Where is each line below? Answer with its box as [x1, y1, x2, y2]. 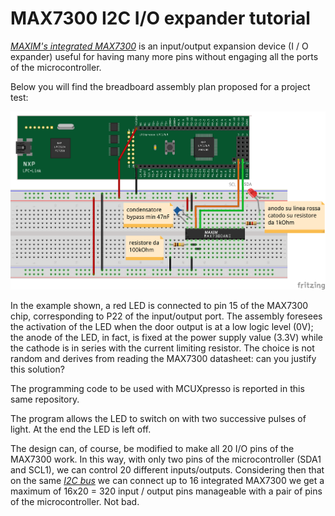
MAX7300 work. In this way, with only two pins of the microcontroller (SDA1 [10, 453, 322, 466]
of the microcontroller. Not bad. [10, 496, 140, 508]
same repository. [10, 393, 80, 406]
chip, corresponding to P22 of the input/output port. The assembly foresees [10, 310, 323, 322]
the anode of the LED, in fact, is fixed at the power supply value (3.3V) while [10, 332, 323, 344]
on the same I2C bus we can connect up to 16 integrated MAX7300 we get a [10, 475, 325, 487]
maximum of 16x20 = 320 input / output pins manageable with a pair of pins [10, 485, 323, 497]
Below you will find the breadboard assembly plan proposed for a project [10, 80, 311, 92]
